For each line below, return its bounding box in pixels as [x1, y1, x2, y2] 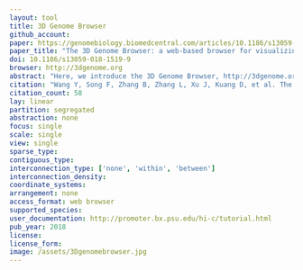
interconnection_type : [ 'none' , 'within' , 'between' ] [9, 164, 216, 173]
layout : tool [9, 13, 59, 22]
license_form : [9, 239, 63, 248]
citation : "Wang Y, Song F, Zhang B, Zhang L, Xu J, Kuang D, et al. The [9, 80, 293, 89]
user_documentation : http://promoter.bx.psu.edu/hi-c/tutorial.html [9, 213, 272, 223]
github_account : [9, 30, 70, 39]
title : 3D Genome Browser [9, 22, 106, 31]
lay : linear [9, 96, 54, 106]
